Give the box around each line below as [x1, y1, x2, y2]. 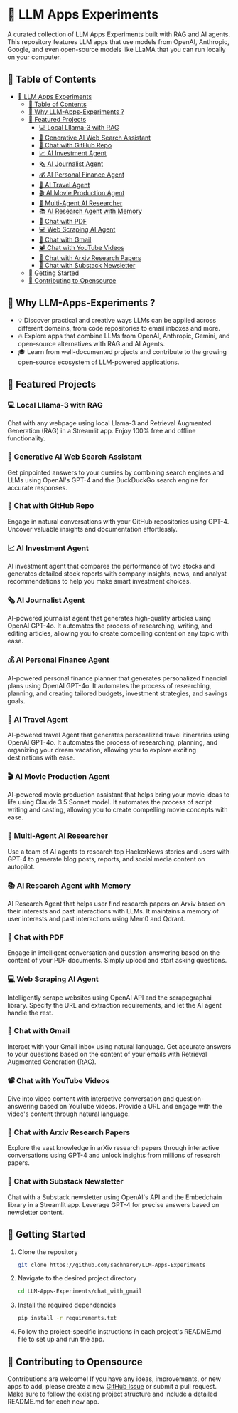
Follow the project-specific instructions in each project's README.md [17, 1327, 222, 1336]
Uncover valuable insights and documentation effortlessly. [7, 524, 178, 533]
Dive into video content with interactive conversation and [7, 1094, 174, 1103]
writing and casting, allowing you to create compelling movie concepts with [7, 805, 228, 814]
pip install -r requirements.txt [17, 1315, 117, 1322]
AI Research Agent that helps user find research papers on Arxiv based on [7, 899, 225, 908]
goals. [7, 696, 26, 705]
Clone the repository [17, 1247, 78, 1256]
